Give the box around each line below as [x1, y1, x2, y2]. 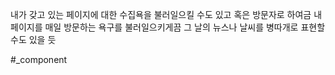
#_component [10, 54, 68, 65]
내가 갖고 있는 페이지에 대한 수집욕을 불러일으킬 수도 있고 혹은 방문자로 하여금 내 [10, 9, 323, 20]
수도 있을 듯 [10, 34, 57, 45]
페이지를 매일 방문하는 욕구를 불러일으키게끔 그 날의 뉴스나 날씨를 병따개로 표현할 [10, 21, 326, 33]
